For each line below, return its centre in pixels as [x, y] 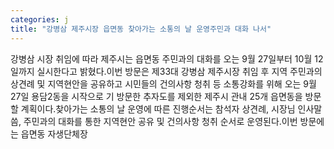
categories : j [40, 19]
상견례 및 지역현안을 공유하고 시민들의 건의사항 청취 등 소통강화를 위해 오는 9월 [163, 83]
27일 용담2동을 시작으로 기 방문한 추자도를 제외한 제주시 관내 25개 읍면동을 [156, 96]
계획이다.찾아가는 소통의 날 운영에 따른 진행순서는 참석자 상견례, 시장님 [158, 108]
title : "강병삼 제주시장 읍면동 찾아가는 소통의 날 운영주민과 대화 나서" [141, 29]
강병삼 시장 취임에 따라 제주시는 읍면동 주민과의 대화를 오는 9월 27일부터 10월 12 [167, 58]
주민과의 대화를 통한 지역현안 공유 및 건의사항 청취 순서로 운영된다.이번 [160, 121]
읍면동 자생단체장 [54, 133]
